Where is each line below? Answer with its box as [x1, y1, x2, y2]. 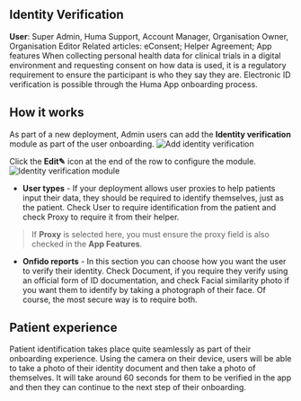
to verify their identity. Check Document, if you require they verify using [22, 265, 288, 276]
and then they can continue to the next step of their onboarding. [9, 382, 247, 393]
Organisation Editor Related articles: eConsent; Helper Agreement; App [9, 40, 272, 51]
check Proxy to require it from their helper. [22, 211, 180, 222]
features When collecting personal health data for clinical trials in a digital [9, 49, 281, 61]
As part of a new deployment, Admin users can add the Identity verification [9, 129, 292, 139]
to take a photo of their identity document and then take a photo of [9, 363, 256, 374]
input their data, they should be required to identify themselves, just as [22, 192, 285, 203]
